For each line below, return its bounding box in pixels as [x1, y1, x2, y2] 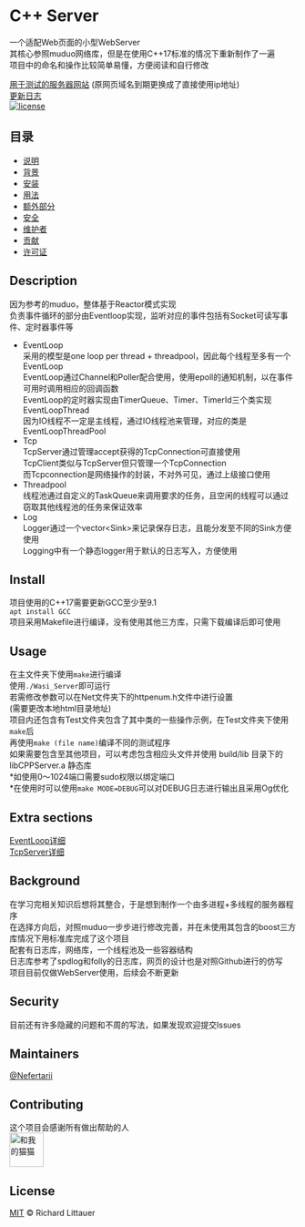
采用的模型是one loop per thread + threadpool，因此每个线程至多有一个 [22, 350, 291, 361]
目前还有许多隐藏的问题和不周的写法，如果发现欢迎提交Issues [9, 1019, 241, 1030]
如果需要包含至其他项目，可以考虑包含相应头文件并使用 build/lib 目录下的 [9, 749, 284, 760]
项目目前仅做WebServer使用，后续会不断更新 [9, 966, 179, 977]
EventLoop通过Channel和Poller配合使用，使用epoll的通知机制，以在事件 [22, 371, 293, 383]
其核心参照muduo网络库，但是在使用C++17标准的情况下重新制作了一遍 [9, 47, 276, 59]
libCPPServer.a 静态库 [9, 760, 93, 771]
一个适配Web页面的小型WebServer [9, 36, 141, 47]
